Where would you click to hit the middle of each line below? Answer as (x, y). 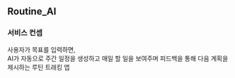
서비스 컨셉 (25, 33)
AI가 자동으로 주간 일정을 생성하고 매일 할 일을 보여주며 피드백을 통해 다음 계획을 (118, 58)
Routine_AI (32, 12)
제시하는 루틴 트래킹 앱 (39, 67)
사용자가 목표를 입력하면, (41, 49)
